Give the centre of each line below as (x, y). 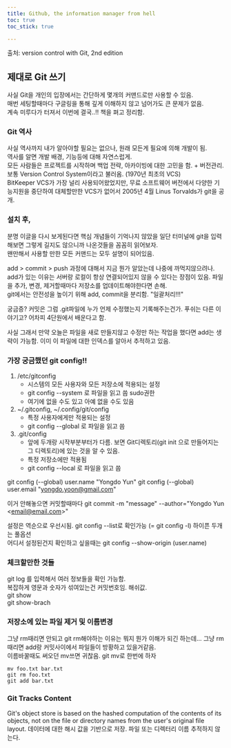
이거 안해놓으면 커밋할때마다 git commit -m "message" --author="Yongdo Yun (116, 504)
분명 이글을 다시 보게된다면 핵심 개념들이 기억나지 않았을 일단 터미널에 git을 (108, 236)
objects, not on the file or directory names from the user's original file (106, 720)
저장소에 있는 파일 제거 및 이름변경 (60, 622)
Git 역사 (20, 132)
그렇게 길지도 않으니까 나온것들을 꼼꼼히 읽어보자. (92, 245)
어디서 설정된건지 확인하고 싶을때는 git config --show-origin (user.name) (107, 543)
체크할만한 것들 (31, 563)
